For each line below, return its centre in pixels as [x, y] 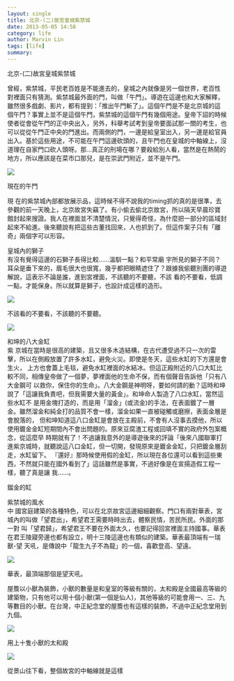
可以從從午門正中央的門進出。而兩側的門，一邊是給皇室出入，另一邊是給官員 [117, 132]
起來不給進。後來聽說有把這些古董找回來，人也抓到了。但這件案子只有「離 [114, 227]
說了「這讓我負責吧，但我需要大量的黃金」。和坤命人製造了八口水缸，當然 [112, 394]
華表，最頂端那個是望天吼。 [47, 573]
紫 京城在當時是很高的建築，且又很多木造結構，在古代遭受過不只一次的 [109, 350]
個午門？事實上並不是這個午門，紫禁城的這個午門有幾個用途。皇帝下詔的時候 [117, 114]
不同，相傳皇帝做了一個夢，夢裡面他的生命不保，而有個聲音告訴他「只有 [117, 376]
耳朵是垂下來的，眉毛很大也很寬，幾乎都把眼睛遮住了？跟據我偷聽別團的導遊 [117, 268]
